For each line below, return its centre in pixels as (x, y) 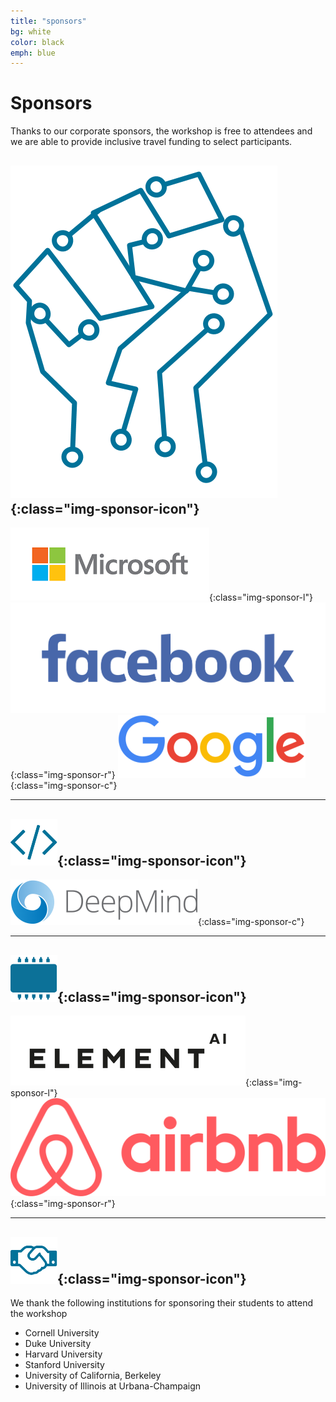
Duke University (58, 1344)
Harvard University (63, 1354)
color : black (37, 42)
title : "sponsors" (48, 21)
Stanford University (64, 1365)
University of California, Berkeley (93, 1376)
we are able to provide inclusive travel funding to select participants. (151, 142)
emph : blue (33, 53)
